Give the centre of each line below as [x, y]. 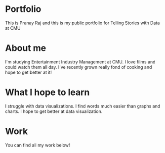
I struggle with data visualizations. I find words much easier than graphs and [83, 106]
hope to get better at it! [28, 72]
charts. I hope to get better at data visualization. [54, 111]
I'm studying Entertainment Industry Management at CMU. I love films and [80, 62]
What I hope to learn [47, 92]
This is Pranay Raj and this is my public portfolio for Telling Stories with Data [82, 23]
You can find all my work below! [38, 145]
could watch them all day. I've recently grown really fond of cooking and [79, 67]
